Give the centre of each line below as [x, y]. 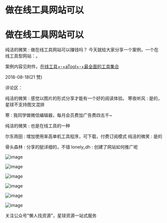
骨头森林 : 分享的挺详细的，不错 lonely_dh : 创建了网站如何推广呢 [72, 147]
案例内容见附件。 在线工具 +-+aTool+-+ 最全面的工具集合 [62, 67]
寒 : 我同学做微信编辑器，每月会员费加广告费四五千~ [59, 115]
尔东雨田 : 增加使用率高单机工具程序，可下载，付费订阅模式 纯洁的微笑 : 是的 [84, 136]
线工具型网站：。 [23, 56]
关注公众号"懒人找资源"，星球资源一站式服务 [51, 216]
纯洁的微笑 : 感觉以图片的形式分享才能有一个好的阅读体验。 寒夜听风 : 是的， [84, 98]
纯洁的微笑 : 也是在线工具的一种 [38, 126]
